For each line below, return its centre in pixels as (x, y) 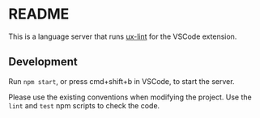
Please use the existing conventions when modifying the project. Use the (130, 97)
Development (43, 62)
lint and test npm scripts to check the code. (84, 105)
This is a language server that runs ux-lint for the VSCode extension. (123, 36)
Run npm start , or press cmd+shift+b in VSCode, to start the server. (121, 81)
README (39, 14)
